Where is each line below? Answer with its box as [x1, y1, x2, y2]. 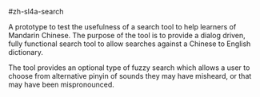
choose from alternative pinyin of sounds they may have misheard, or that [8, 72, 252, 80]
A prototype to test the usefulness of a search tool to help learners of [8, 22, 237, 31]
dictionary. [8, 48, 44, 56]
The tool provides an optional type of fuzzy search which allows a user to [8, 63, 250, 72]
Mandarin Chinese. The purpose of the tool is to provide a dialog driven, [8, 31, 246, 40]
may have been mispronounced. [8, 80, 114, 89]
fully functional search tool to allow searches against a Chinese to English [8, 39, 251, 48]
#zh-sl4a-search [8, 7, 64, 16]
